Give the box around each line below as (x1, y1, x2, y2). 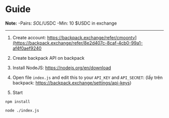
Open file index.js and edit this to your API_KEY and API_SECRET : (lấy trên (12, 74, 163, 80)
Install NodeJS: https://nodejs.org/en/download (12, 64, 112, 71)
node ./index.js (5, 108, 39, 113)
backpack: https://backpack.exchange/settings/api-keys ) (12, 79, 132, 86)
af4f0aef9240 (12, 45, 42, 51)
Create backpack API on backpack (12, 55, 84, 61)
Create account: (12, 34, 46, 41)
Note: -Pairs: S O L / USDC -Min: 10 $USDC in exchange (5, 20, 117, 26)
